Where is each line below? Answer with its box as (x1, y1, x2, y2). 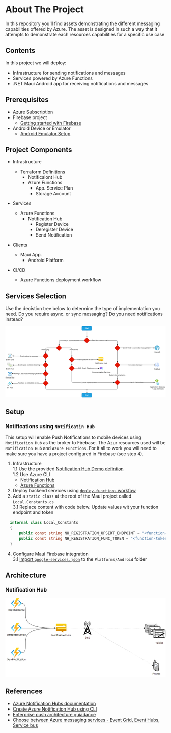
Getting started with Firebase (20, 120, 81, 126)
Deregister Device (35, 226, 74, 233)
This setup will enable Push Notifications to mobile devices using (5, 434, 141, 440)
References (5, 687, 43, 696)
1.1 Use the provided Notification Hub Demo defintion (12, 466, 124, 472)
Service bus (12, 722, 38, 728)
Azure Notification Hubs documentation (12, 700, 96, 706)
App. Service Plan (35, 185, 73, 191)
